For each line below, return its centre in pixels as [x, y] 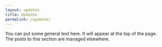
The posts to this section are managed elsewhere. [58, 39]
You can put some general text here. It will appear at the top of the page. [81, 34]
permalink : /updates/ [28, 19]
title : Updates [21, 15]
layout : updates [22, 10]
